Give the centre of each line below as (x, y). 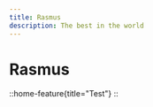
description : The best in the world (76, 26)
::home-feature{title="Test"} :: (64, 94)
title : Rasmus (35, 17)
